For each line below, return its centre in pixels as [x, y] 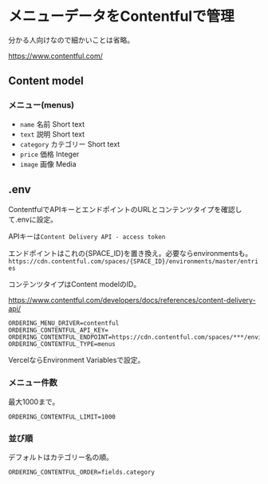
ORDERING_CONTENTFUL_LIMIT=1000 [62, 417]
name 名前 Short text [52, 124]
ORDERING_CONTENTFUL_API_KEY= [59, 331]
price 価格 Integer [49, 154]
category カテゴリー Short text [70, 144]
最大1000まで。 [34, 401]
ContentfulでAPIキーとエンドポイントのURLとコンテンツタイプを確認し [125, 210]
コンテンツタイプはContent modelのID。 [75, 285]
